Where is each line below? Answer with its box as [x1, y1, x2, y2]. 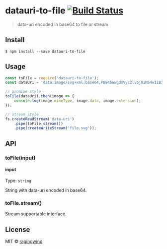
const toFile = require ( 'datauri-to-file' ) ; [5, 75, 99, 80]
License [5, 225, 30, 234]
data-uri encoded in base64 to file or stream [17, 21, 108, 27]
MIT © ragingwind [5, 238, 43, 244]
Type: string [5, 178, 31, 184]
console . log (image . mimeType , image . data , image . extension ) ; [14, 98, 141, 104]
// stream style [5, 112, 39, 117]
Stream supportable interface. [5, 211, 67, 217]
